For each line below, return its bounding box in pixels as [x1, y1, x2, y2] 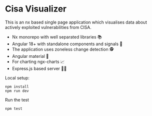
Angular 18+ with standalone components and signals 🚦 [12, 41, 123, 47]
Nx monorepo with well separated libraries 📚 [12, 34, 102, 39]
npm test [5, 106, 23, 111]
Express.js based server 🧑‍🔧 [12, 65, 67, 71]
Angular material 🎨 [12, 53, 49, 59]
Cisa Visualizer [5, 3, 67, 14]
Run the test [5, 97, 29, 103]
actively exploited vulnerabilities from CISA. [5, 24, 92, 30]
